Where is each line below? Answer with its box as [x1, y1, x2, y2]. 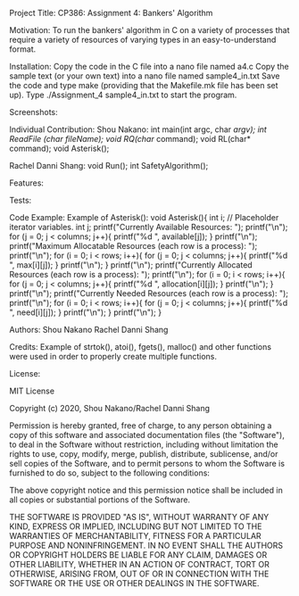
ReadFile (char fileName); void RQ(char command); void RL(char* [9, 134, 252, 144]
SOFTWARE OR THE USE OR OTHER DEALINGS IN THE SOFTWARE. [9, 578, 260, 588]
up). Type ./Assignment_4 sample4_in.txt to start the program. [9, 89, 237, 100]
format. [9, 44, 37, 54]
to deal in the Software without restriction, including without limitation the [9, 439, 278, 450]
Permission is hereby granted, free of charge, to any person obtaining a [9, 420, 272, 431]
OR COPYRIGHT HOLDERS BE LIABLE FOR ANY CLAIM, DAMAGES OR [9, 550, 268, 560]
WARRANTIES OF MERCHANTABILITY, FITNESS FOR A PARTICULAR [9, 531, 262, 541]
